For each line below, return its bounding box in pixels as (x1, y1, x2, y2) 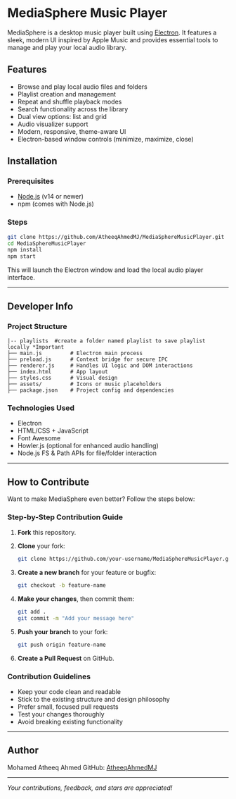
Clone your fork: (17, 542, 65, 550)
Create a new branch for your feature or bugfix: (17, 569, 157, 577)
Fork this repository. (17, 528, 77, 537)
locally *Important (7, 343, 65, 350)
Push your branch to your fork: (17, 627, 108, 636)
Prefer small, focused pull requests (17, 702, 119, 711)
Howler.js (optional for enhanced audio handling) (17, 442, 159, 450)
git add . (17, 608, 47, 616)
